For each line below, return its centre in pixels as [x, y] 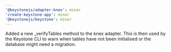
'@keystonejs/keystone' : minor [39, 19]
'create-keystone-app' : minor [38, 15]
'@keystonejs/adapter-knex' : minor [43, 10]
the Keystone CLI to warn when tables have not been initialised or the [78, 39]
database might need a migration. [41, 44]
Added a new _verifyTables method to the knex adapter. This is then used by [86, 34]
